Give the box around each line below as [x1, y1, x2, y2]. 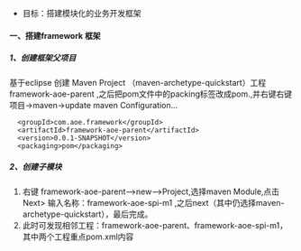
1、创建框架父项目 [9, 52, 77, 63]
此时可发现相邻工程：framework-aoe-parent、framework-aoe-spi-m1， [22, 219, 288, 230]
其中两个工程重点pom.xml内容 [22, 231, 134, 242]
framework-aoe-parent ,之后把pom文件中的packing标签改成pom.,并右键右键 [9, 88, 293, 99]
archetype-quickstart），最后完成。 [22, 209, 153, 219]
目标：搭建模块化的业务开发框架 [22, 8, 141, 18]
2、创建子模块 [9, 162, 62, 172]
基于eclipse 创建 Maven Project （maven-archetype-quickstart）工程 [9, 77, 267, 88]
